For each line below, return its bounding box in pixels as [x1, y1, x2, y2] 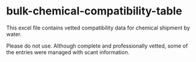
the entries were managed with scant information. [6, 48, 130, 55]
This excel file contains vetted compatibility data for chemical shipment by [6, 24, 191, 31]
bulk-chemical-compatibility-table [6, 4, 182, 18]
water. [6, 30, 22, 37]
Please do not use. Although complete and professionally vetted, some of [6, 42, 188, 49]
